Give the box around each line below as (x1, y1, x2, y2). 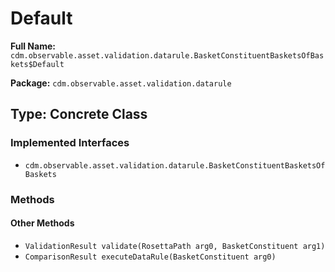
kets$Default (10, 59, 65, 69)
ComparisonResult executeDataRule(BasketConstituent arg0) (24, 252, 277, 262)
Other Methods (10, 217, 75, 229)
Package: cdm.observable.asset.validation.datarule (10, 77, 232, 89)
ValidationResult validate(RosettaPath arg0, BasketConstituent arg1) (24, 241, 326, 251)
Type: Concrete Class (10, 106, 148, 123)
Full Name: (10, 40, 56, 52)
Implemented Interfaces (10, 136, 130, 150)
